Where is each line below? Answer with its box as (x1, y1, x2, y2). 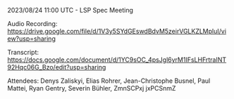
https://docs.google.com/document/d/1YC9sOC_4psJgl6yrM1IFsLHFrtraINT (7, 55, 227, 64)
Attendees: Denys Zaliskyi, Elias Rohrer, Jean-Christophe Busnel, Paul (7, 77, 211, 85)
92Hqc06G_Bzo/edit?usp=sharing (7, 63, 106, 71)
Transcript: (7, 48, 39, 56)
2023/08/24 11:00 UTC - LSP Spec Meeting (7, 6, 134, 14)
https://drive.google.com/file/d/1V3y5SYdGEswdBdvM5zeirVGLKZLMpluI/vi (7, 27, 227, 35)
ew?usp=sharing (7, 34, 56, 43)
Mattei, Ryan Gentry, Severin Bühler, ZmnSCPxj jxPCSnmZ (7, 84, 176, 92)
